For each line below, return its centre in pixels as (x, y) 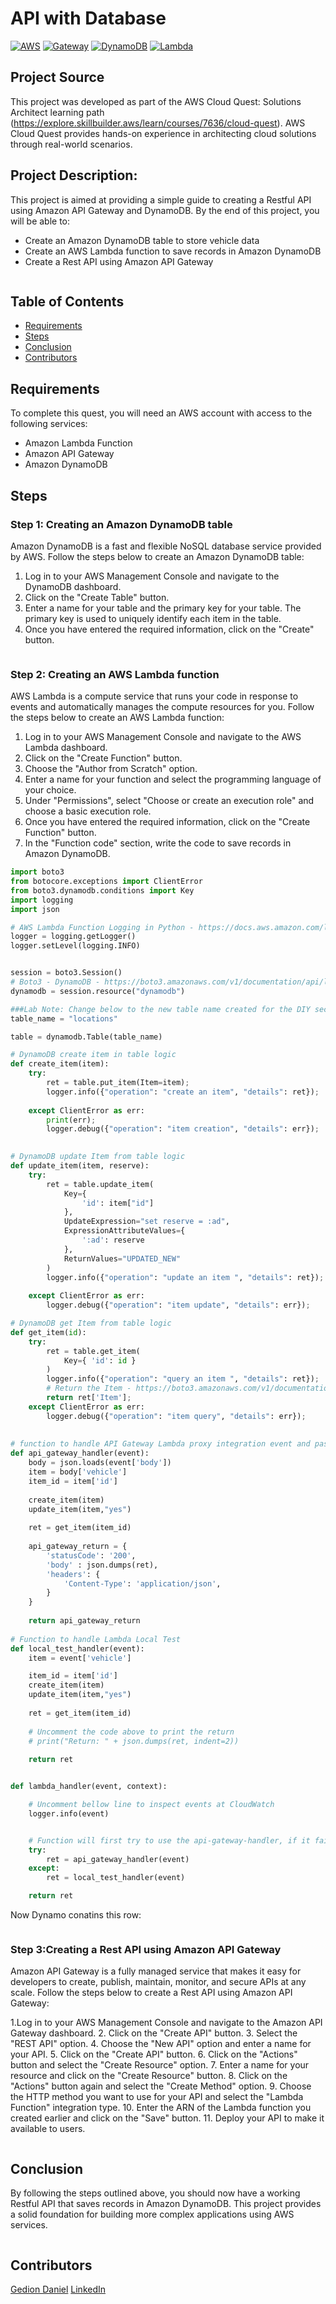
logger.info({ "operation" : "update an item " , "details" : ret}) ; (185, 1277)
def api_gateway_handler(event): (80, 1453)
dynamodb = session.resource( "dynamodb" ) (98, 991)
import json (35, 909)
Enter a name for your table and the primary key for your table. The (163, 608)
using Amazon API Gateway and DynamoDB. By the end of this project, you (165, 210)
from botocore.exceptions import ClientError (106, 882)
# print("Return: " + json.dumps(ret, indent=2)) (134, 1741)
